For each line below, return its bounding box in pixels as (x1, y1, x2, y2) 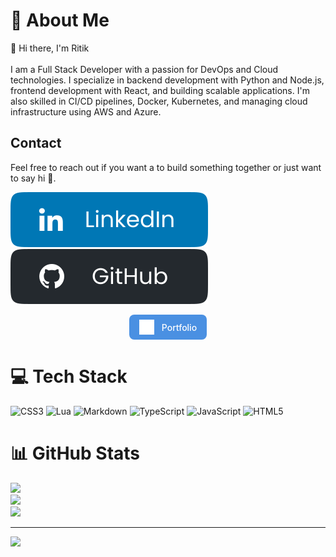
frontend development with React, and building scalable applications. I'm (10, 84, 310, 96)
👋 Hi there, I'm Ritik (10, 42, 90, 54)
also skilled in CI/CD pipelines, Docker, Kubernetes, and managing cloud (10, 95, 308, 107)
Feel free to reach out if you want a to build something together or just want (10, 161, 322, 173)
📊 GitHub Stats (10, 442, 141, 464)
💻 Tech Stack (10, 365, 128, 388)
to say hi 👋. (10, 172, 57, 184)
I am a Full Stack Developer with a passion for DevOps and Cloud (10, 63, 279, 75)
